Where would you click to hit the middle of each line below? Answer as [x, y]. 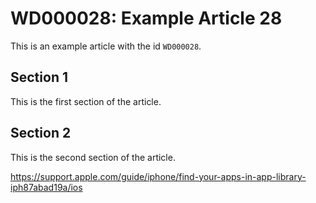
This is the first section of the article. [86, 101]
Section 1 [39, 77]
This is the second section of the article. [93, 157]
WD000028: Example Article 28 [146, 18]
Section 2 [41, 133]
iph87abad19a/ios [46, 187]
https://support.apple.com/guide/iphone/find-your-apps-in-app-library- [158, 176]
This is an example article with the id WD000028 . [106, 46]
